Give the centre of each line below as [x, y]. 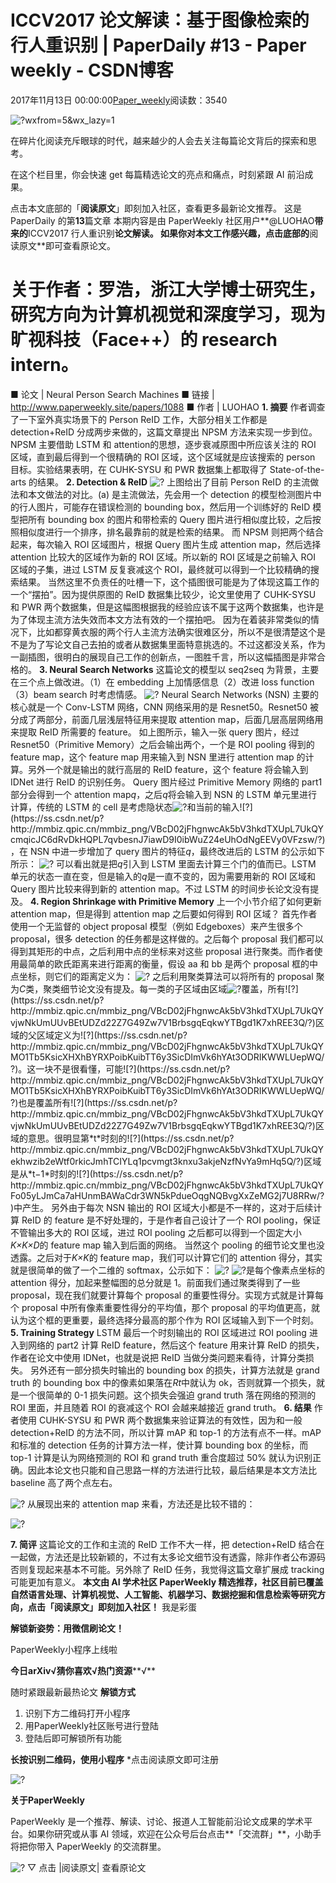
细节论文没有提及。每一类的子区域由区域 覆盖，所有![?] [179, 988]
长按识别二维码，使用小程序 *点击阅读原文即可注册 [114, 1759]
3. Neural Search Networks [96, 669]
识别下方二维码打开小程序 [77, 1713]
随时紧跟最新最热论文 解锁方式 [73, 1692]
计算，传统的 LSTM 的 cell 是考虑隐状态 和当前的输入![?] [131, 807]
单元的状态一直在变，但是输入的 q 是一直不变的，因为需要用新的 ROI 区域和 [163, 876]
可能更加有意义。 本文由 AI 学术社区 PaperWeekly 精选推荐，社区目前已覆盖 [167, 1582]
